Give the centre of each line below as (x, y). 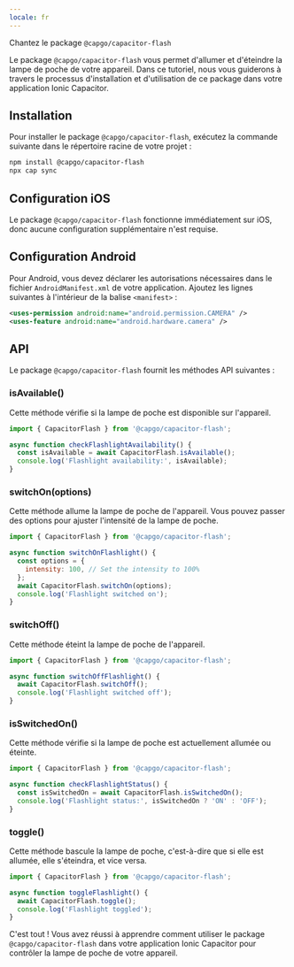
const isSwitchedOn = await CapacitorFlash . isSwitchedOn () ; (130, 793)
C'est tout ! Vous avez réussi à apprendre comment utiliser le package (137, 934)
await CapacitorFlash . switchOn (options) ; (95, 586)
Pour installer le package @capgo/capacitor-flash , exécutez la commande (143, 137)
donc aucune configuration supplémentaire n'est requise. (114, 229)
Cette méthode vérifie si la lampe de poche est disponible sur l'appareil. (140, 412)
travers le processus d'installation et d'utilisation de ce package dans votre (146, 78)
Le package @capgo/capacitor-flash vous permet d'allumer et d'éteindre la (146, 59)
